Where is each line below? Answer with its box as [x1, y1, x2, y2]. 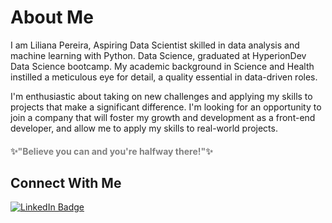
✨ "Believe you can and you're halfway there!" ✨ [10, 145, 213, 157]
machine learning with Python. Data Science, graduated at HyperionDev [10, 49, 307, 61]
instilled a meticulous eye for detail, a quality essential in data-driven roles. [10, 71, 318, 83]
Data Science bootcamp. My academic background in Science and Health [10, 60, 315, 72]
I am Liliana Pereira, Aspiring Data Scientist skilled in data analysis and [10, 39, 300, 51]
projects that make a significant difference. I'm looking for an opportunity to [10, 101, 322, 113]
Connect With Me [10, 174, 122, 191]
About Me [10, 6, 94, 29]
